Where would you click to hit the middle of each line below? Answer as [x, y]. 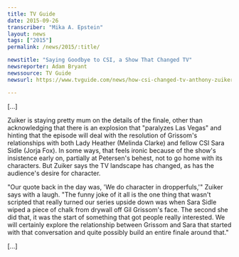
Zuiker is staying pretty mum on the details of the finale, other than [105, 120]
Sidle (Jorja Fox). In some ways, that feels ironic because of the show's [112, 150]
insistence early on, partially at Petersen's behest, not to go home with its [115, 158]
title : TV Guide [31, 14]
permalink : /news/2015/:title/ [54, 47]
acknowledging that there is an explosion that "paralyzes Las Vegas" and [115, 127]
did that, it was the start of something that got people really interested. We [116, 217]
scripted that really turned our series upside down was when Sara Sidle [112, 202]
